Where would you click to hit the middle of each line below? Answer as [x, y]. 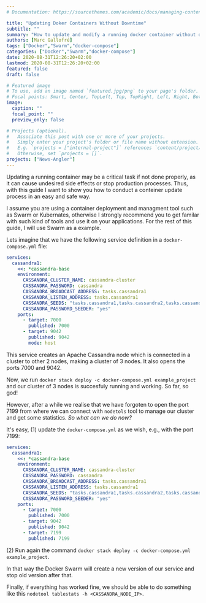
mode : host [42, 343]
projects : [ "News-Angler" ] [41, 159]
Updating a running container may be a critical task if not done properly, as [101, 177]
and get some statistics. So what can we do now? [69, 417]
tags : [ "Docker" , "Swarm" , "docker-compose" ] [63, 46]
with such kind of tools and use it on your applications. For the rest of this [99, 221]
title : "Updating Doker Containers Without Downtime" [77, 23]
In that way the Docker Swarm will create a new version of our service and [100, 569]
